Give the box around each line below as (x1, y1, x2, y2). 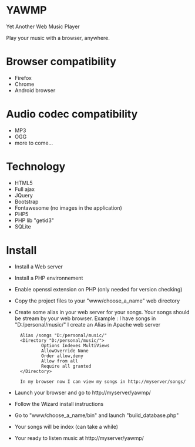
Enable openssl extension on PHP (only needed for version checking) (14, 285, 183, 293)
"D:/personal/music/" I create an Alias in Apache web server (14, 321, 160, 328)
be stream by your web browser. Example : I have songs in (14, 315, 156, 322)
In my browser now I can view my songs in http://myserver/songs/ (20, 378, 186, 385)
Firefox (14, 74, 32, 81)
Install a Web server (14, 263, 63, 270)
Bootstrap (14, 198, 39, 205)
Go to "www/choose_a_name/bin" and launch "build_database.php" (14, 412, 179, 419)
